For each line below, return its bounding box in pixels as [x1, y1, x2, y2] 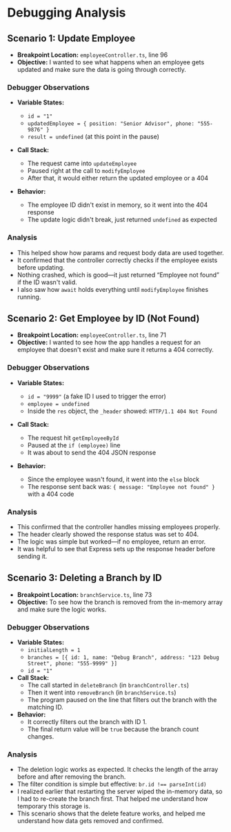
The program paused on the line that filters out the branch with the [27, 696, 217, 704]
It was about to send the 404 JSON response [27, 448, 157, 456]
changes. [27, 732, 54, 741]
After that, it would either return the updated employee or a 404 [27, 174, 209, 183]
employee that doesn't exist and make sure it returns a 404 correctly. [17, 346, 214, 354]
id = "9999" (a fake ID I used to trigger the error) [27, 392, 167, 400]
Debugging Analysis [7, 5, 126, 21]
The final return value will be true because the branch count [27, 725, 199, 734]
